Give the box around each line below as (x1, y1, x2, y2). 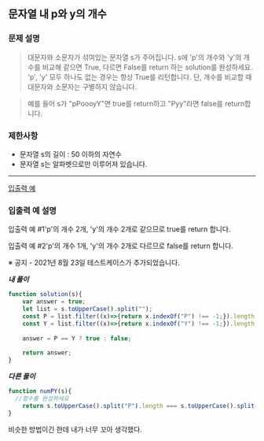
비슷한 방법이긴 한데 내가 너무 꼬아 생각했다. (8, 424, 143, 434)
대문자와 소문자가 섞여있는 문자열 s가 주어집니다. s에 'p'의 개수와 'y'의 (27, 52, 242, 61)
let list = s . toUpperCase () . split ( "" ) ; (22, 306, 153, 313)
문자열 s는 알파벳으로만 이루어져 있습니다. (19, 159, 148, 169)
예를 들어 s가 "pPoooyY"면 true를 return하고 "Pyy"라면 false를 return (27, 98, 245, 108)
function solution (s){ (8, 291, 82, 298)
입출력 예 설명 (8, 205, 57, 216)
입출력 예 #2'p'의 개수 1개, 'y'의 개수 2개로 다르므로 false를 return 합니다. (8, 241, 234, 250)
